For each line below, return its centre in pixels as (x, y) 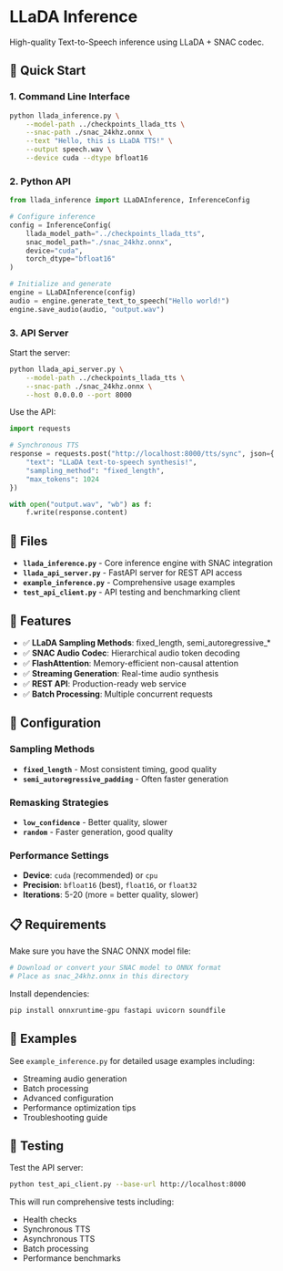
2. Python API (40, 181)
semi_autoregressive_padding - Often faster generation (126, 779)
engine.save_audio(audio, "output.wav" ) (87, 309)
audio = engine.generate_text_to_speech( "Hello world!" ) (120, 301)
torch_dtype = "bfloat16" (71, 259)
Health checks (50, 1220)
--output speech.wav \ (69, 150)
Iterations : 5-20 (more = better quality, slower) (110, 894)
